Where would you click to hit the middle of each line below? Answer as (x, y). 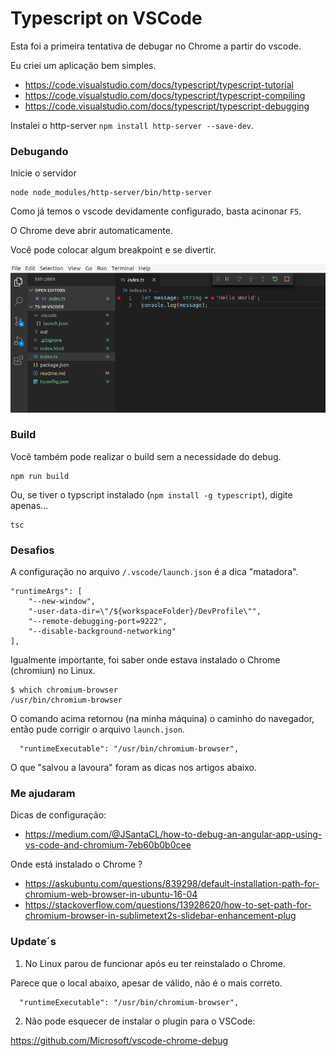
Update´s (33, 942)
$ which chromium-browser (64, 690)
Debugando (39, 151)
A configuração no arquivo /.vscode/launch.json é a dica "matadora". (154, 572)
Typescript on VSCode (106, 18)
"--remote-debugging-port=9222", (98, 622)
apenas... (29, 505)
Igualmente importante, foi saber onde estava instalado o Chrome (145, 660)
